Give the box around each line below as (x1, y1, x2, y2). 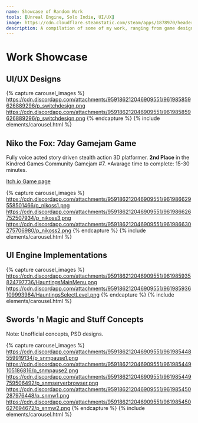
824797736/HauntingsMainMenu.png (6, 278, 97, 285)
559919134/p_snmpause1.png (6, 354, 78, 361)
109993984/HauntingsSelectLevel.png (6, 291, 100, 298)
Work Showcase (6, 51, 88, 64)
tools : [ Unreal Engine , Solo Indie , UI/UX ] (6, 14, 115, 20)
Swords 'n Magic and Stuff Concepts (6, 314, 144, 325)
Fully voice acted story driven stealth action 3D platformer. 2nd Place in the (6, 154, 190, 161)
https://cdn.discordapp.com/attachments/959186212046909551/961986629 (6, 196, 192, 203)
